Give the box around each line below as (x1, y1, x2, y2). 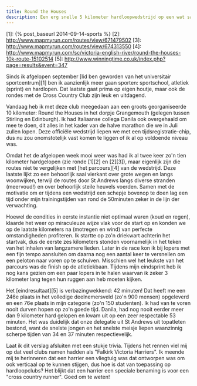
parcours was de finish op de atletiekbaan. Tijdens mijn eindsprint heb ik (6, 263, 182, 270)
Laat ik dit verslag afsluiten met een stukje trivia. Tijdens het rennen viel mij (6, 342, 188, 349)
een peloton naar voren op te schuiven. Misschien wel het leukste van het (6, 257, 184, 264)
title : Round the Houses (6, 8, 67, 15)
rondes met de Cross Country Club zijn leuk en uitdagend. (6, 92, 147, 99)
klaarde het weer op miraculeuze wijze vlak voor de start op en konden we (6, 219, 186, 226)
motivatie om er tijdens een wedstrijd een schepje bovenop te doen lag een (6, 189, 188, 196)
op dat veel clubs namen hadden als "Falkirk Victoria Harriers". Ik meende (6, 348, 185, 355)
